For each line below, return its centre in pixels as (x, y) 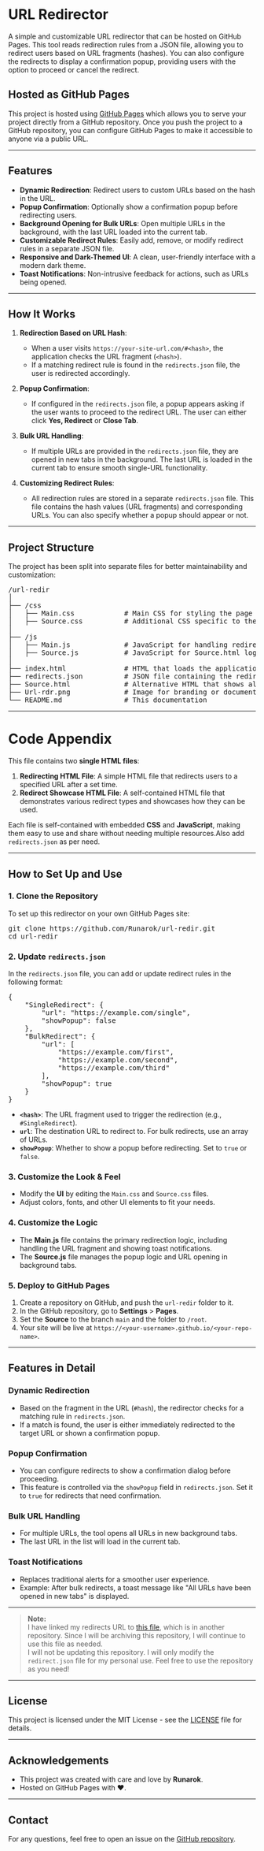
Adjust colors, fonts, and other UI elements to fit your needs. (117, 1202)
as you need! (48, 1669)
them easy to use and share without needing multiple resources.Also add (126, 834)
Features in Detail (52, 1368)
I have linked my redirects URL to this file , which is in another (126, 1627)
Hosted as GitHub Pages (69, 95)
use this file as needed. (65, 1644)
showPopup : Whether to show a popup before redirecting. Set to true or (133, 1148)
